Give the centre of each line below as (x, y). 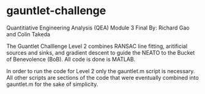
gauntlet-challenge (56, 11)
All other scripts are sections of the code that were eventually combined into (102, 77)
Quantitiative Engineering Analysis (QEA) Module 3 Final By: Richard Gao (98, 28)
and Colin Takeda (28, 34)
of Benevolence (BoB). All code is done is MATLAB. (71, 59)
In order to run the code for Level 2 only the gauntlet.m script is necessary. (101, 71)
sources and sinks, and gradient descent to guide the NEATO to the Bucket (101, 52)
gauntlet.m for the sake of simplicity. (52, 84)
